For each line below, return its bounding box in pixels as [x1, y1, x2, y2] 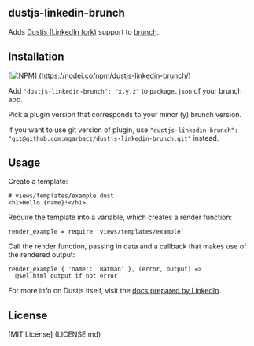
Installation [8, 50, 64, 64]
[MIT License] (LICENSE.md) [8, 329, 101, 339]
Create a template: [8, 177, 68, 186]
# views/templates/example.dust [8, 192, 114, 200]
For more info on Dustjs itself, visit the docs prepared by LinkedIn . [8, 286, 222, 296]
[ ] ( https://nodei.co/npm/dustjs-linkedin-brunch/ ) [8, 71, 191, 80]
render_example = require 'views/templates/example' [8, 228, 185, 236]
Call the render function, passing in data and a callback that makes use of [8, 241, 247, 251]
